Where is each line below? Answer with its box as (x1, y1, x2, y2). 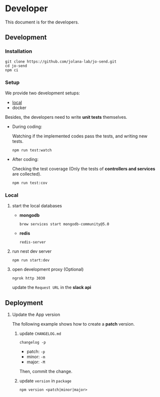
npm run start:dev (12, 258, 50, 263)
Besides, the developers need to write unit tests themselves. (5, 114, 128, 120)
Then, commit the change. (19, 369, 73, 375)
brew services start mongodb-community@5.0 (19, 222, 110, 227)
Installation (5, 48, 33, 55)
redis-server (19, 240, 46, 245)
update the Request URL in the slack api (12, 285, 92, 290)
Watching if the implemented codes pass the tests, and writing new (12, 133, 148, 139)
